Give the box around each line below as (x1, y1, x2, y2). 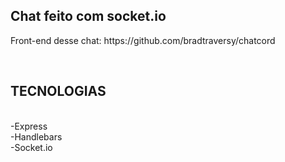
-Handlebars (10, 130, 63, 143)
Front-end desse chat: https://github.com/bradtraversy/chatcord (10, 34, 276, 46)
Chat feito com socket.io (10, 8, 167, 25)
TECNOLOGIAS (10, 83, 107, 100)
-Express (10, 120, 48, 132)
